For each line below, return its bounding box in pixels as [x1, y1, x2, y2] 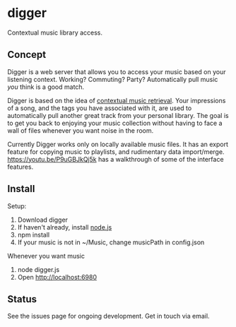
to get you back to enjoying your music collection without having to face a [7, 119, 223, 127]
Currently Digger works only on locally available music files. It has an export [7, 140, 228, 148]
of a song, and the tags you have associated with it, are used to [7, 104, 192, 112]
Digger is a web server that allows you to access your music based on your [7, 67, 226, 76]
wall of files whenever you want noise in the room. [7, 126, 154, 135]
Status [7, 293, 37, 305]
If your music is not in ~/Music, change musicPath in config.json [17, 238, 205, 246]
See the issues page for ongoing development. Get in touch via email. [7, 312, 210, 321]
